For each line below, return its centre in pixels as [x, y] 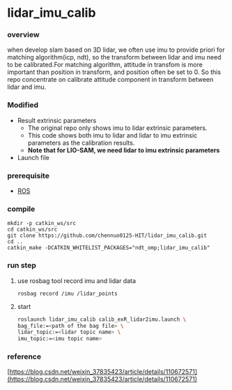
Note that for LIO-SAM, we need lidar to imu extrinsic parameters [124, 150]
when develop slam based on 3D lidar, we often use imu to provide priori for [116, 50]
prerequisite [29, 175]
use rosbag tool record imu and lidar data [77, 280]
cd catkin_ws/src [32, 230]
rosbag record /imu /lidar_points [67, 294]
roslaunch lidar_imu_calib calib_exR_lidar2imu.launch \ [102, 319]
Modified [23, 105]
